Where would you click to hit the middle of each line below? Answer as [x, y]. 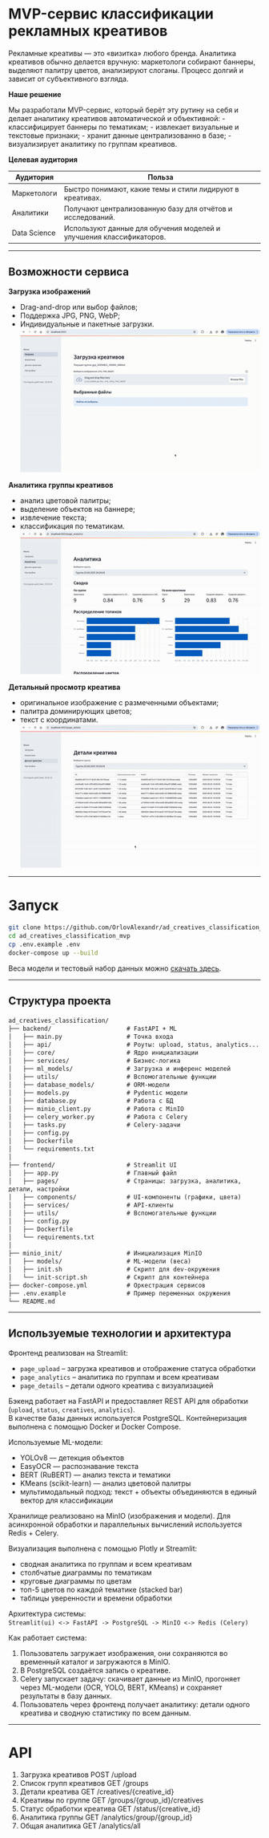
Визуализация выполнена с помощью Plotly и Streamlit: [103, 1548]
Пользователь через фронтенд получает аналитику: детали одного [135, 1704]
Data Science [34, 233]
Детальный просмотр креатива [64, 688]
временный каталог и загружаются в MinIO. [95, 1662]
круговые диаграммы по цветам [76, 1580]
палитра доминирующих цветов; [76, 712]
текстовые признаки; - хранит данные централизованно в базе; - [120, 135]
